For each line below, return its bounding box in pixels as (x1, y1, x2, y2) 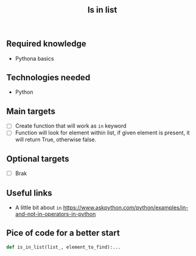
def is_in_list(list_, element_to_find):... (6, 244, 121, 250)
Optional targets (6, 153, 69, 164)
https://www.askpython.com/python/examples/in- (63, 204, 189, 212)
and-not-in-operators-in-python (15, 210, 96, 218)
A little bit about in (15, 204, 62, 212)
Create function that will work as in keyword (15, 122, 127, 130)
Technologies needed (6, 72, 91, 83)
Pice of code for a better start (6, 228, 120, 238)
